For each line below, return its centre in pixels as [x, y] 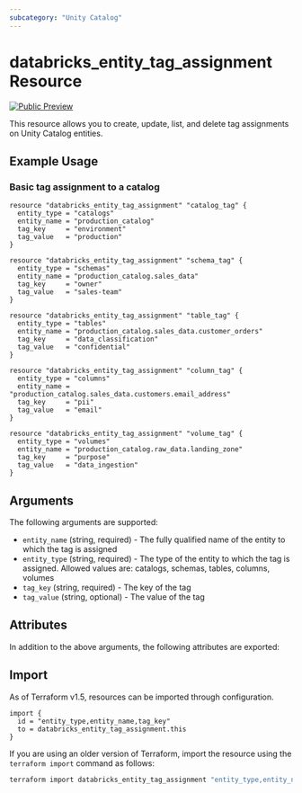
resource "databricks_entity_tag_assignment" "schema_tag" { [126, 261]
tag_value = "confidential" [74, 347]
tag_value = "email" [60, 410]
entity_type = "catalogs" [66, 214]
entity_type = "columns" [64, 379]
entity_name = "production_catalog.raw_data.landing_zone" [130, 450]
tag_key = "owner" [60, 284]
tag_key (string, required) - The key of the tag [107, 588]
